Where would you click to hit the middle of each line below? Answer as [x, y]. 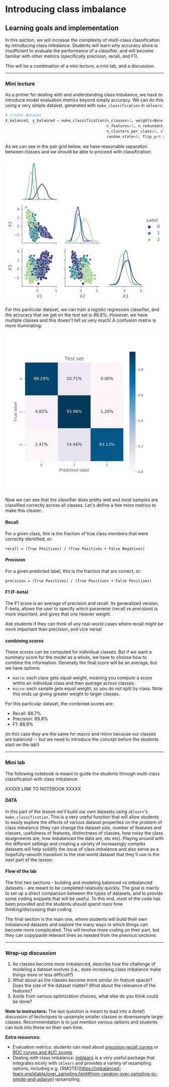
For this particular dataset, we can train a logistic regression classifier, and [82, 309]
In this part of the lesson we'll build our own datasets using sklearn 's [77, 811]
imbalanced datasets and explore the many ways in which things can [77, 924]
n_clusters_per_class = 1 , [132, 131]
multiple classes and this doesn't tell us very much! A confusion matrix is [81, 320]
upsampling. [68, 1079]
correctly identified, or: [29, 539]
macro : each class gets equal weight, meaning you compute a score [82, 678]
